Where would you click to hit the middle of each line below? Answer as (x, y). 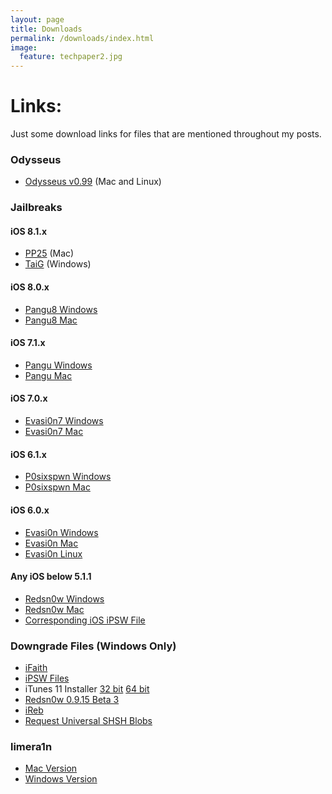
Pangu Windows (58, 365)
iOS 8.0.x (30, 287)
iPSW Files (47, 678)
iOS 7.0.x (29, 398)
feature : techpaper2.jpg (71, 57)
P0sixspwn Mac (57, 487)
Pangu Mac (48, 375)
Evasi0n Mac (51, 543)
